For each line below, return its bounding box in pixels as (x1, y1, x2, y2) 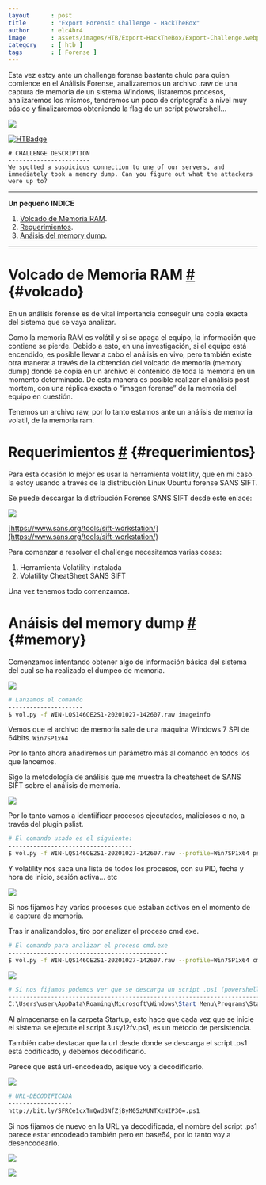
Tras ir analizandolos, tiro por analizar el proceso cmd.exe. (8, 927, 199, 936)
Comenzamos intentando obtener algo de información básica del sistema (8, 657, 247, 667)
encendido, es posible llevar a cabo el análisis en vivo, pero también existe (8, 350, 252, 359)
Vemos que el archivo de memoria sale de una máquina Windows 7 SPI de (8, 724, 250, 734)
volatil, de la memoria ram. (8, 415, 95, 425)
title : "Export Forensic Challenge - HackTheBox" (8, 19, 200, 27)
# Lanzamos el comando (8, 695, 83, 704)
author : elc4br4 (8, 26, 83, 34)
